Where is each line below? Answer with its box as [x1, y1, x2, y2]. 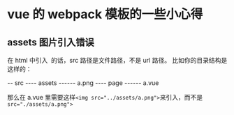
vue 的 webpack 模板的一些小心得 [7, 6, 203, 22]
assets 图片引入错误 [7, 36, 94, 48]
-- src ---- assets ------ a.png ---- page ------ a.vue [7, 79, 159, 87]
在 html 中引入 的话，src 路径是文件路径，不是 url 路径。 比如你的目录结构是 [7, 56, 228, 64]
